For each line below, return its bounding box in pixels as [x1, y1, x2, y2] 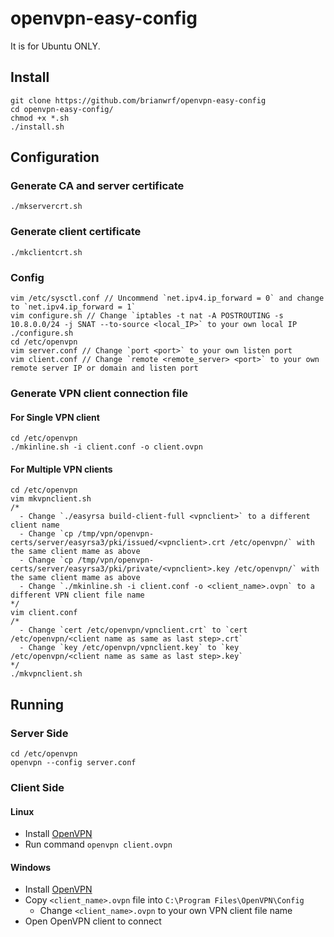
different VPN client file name [10, 590, 145, 601]
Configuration [10, 149, 100, 166]
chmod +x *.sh [10, 113, 70, 123]
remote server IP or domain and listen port [10, 363, 199, 374]
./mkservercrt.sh [10, 202, 83, 212]
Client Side [10, 780, 65, 794]
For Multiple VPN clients [10, 463, 113, 475]
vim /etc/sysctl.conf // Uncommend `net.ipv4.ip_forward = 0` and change [10, 293, 325, 304]
